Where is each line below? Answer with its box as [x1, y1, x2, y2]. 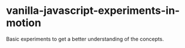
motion [6, 16, 42, 29]
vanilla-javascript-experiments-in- [6, 4, 180, 17]
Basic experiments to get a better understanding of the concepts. [6, 35, 164, 42]
